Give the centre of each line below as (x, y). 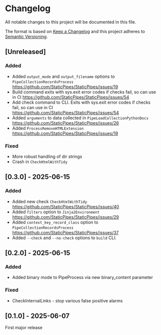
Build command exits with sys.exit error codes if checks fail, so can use (84, 92)
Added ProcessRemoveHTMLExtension (48, 128)
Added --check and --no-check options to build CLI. (64, 238)
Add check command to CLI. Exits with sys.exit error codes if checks (81, 102)
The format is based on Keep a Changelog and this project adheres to (75, 31)
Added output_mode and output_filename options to (63, 76)
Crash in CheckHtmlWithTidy (40, 162)
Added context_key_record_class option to (55, 222)
